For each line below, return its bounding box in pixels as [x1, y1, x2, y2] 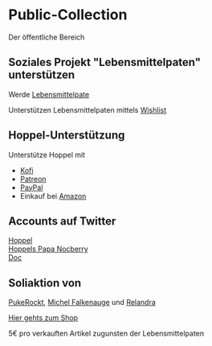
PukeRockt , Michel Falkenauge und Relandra [8, 298, 157, 307]
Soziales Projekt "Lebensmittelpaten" [8, 56, 202, 69]
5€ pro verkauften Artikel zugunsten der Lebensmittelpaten [8, 328, 205, 339]
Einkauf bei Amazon [19, 191, 87, 200]
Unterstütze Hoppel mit [8, 150, 86, 159]
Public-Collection [8, 6, 128, 24]
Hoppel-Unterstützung [8, 129, 125, 142]
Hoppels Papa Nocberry [8, 244, 88, 254]
